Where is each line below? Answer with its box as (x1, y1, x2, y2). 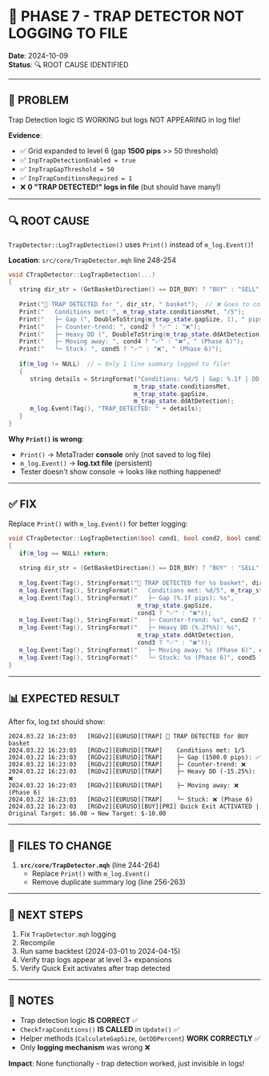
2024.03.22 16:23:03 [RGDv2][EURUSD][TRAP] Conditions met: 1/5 (8, 746, 246, 754)
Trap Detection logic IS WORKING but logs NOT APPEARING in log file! (8, 115, 241, 124)
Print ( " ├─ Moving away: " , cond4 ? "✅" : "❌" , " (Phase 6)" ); (18, 338, 244, 346)
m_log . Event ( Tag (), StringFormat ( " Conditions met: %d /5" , (18, 586, 227, 594)
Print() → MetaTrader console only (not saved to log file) (19, 449, 211, 459)
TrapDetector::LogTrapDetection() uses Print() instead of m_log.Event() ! (8, 240, 254, 249)
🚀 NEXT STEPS (8, 908, 83, 921)
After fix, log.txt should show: (8, 717, 106, 726)
